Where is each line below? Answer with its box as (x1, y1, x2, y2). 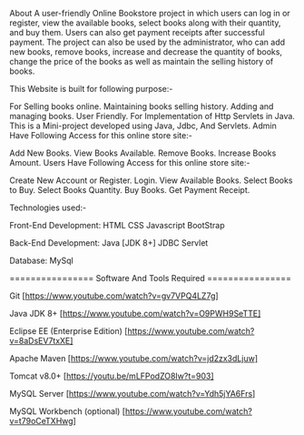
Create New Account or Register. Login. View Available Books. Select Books (9, 175, 293, 186)
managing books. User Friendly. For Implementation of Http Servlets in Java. (9, 111, 295, 121)
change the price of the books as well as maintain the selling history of (9, 56, 274, 66)
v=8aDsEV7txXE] (9, 336, 74, 346)
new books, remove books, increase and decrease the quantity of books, (9, 46, 283, 57)
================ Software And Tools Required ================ (9, 273, 292, 283)
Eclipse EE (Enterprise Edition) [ (9, 326, 128, 336)
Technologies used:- (9, 202, 87, 213)
